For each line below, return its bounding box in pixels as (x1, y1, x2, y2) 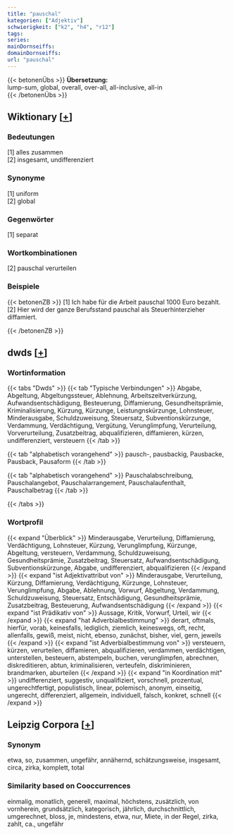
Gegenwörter (7, 214, 54, 224)
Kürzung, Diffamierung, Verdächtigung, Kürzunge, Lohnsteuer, (7, 578, 189, 587)
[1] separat (7, 231, 39, 239)
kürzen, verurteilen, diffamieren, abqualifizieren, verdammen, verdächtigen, (7, 646, 227, 654)
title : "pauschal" (7, 10, 61, 18)
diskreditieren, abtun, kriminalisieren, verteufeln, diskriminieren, (7, 661, 192, 669)
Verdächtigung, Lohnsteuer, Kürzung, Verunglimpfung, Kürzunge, (7, 541, 197, 549)
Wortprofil (7, 518, 44, 528)
